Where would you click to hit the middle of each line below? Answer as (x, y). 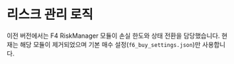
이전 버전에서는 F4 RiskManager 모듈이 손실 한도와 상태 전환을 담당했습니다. (113, 36)
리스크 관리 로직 (50, 15)
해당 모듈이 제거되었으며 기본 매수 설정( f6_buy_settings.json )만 (110, 44)
